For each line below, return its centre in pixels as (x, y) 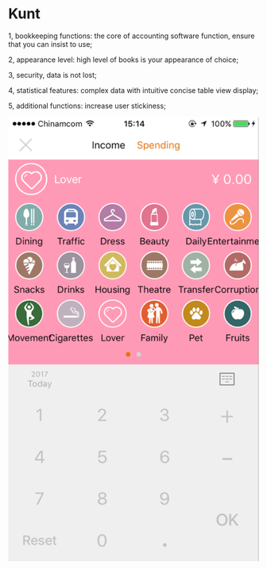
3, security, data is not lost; (52, 75)
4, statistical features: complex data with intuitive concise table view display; (133, 90)
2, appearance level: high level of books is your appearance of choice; (124, 60)
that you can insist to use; (50, 44)
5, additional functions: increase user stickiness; (87, 106)
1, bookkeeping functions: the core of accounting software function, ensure (132, 36)
